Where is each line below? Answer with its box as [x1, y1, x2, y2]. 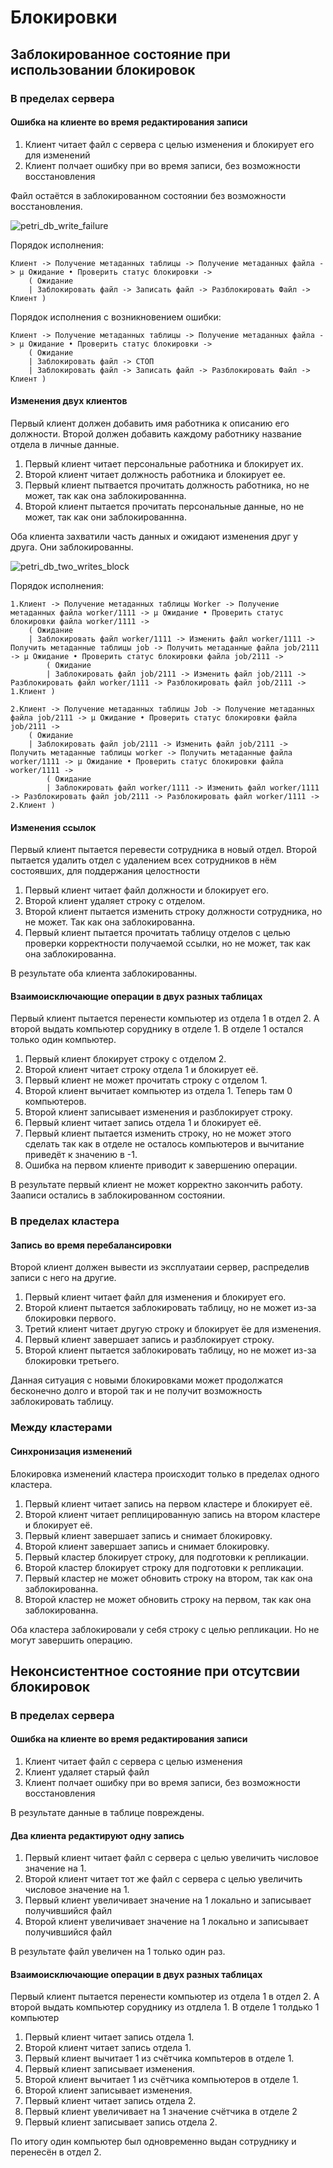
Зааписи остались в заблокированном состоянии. [10, 1189, 226, 1201]
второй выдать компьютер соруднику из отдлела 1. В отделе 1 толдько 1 [10, 2001, 320, 2013]
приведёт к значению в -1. [24, 1149, 138, 1161]
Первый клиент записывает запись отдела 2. [24, 2116, 218, 2128]
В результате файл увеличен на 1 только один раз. [10, 1946, 226, 1958]
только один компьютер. [10, 1034, 117, 1046]
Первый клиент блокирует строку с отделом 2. [24, 1053, 227, 1065]
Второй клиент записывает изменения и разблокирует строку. [24, 1106, 293, 1118]
